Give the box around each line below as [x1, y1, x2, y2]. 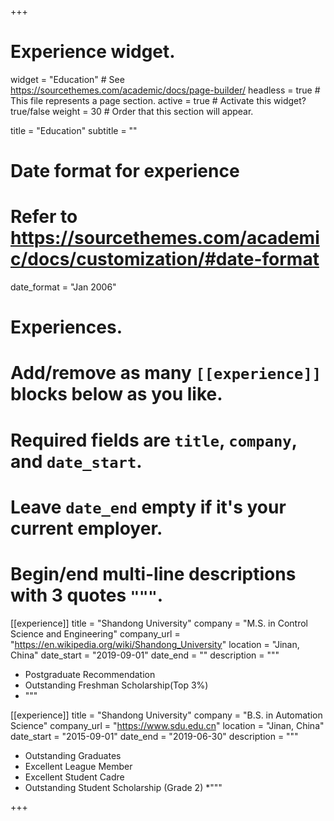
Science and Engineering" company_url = [10, 627, 181, 640]
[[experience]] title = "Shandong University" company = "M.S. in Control [10, 617, 308, 629]
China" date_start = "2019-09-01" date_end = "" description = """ [10, 649, 280, 661]
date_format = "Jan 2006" [10, 281, 117, 293]
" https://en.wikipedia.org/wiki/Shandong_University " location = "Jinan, [10, 638, 300, 650]
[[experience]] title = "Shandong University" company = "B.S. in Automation [10, 709, 323, 721]
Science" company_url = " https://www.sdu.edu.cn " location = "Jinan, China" [10, 719, 325, 731]
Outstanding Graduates [24, 749, 122, 761]
